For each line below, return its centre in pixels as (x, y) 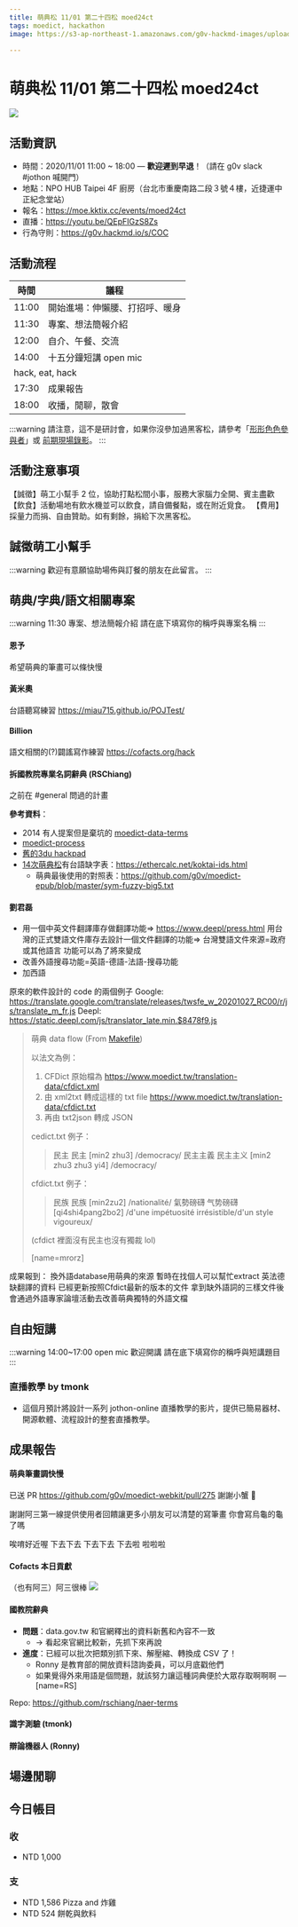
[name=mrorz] (57, 1258)
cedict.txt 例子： (61, 1136)
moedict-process (54, 843)
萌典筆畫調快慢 (36, 1473)
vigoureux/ (73, 1222)
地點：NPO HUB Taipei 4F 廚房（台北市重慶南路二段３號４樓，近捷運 (148, 188)
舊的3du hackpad (54, 854)
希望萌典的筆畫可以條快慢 (56, 667)
